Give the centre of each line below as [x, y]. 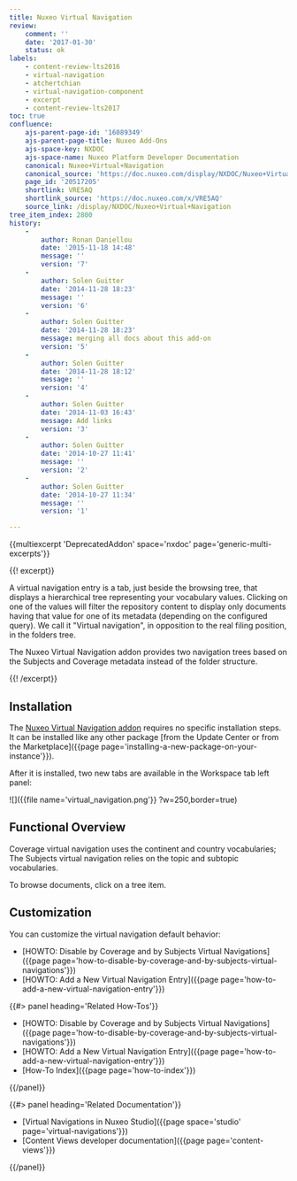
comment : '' [47, 34]
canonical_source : [59, 174]
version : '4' [65, 388]
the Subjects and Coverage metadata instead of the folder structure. [133, 661]
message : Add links [77, 421]
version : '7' [65, 265]
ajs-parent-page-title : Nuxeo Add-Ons [96, 141]
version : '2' [65, 470]
